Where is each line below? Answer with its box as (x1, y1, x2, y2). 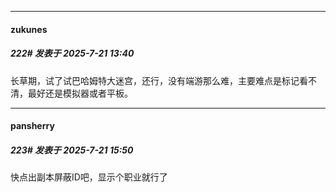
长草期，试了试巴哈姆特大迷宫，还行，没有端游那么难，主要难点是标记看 (10, 74, 308, 86)
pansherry (10, 120, 55, 132)
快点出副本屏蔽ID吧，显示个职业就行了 (10, 171, 168, 183)
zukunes (10, 23, 48, 35)
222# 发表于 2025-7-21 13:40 (10, 47, 135, 60)
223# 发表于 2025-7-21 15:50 (10, 144, 134, 156)
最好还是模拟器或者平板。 (27, 87, 133, 99)
